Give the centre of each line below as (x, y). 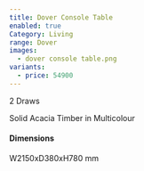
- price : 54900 (45, 76)
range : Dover (33, 42)
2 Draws (24, 101)
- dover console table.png (67, 59)
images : (24, 51)
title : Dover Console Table (61, 17)
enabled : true (36, 26)
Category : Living (41, 34)
